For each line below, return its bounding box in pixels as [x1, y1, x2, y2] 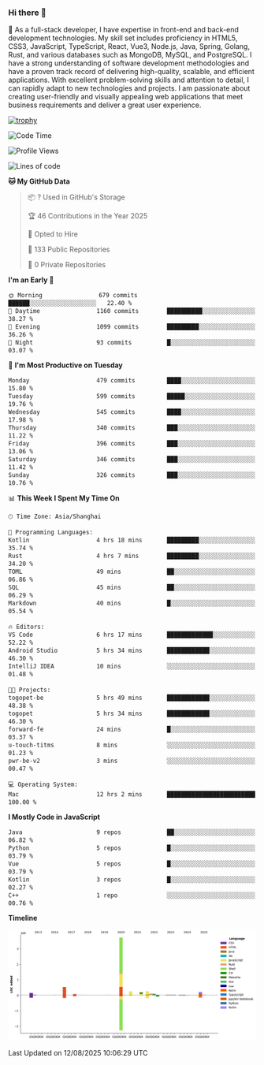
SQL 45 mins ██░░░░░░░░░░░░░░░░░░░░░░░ [8, 583, 256, 592]
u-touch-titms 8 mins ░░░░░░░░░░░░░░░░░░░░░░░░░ [8, 741, 256, 750]
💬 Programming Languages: [8, 528, 93, 537]
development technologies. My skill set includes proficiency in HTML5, [8, 33, 238, 43]
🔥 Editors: [8, 623, 45, 631]
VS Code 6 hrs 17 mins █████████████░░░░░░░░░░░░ [8, 631, 256, 639]
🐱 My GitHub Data [8, 177, 71, 186]
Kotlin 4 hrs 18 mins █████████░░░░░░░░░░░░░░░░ [8, 536, 256, 545]
